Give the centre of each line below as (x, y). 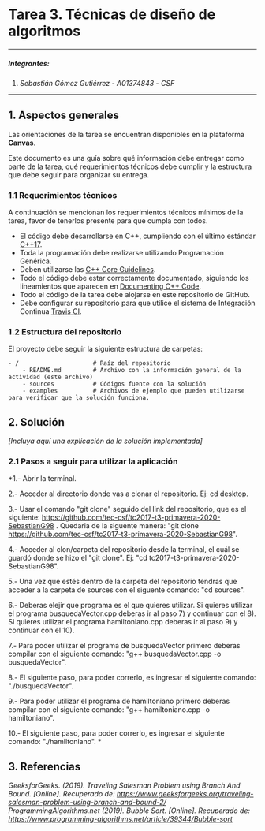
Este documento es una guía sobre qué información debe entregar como (126, 158)
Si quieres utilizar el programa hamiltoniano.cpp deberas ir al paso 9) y (123, 622)
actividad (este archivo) (50, 377)
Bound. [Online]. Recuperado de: (62, 794)
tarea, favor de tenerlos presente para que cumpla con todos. (108, 221)
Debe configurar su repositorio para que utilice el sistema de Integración (137, 303)
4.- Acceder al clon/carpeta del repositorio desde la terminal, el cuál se (124, 550)
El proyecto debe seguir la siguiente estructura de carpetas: (106, 349)
